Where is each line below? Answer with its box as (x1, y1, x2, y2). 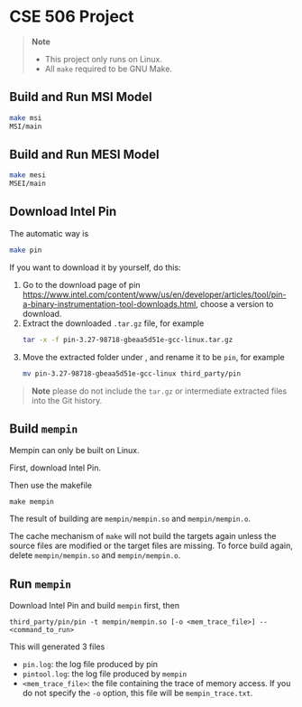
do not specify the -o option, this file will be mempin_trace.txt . (22, 688, 253, 699)
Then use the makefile (9, 480, 93, 491)
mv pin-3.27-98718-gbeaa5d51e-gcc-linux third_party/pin (22, 368, 242, 378)
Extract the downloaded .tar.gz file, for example (22, 318, 205, 329)
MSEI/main (9, 179, 47, 189)
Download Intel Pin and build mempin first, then (9, 600, 180, 611)
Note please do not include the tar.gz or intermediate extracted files (31, 386, 288, 396)
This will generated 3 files (9, 641, 105, 652)
